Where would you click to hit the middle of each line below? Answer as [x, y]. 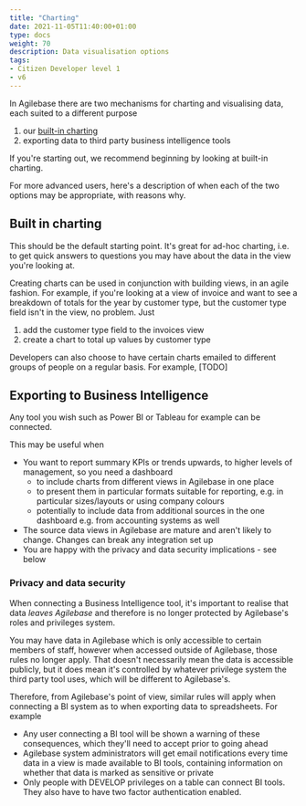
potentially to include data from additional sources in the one [150, 511]
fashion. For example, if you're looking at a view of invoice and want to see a [153, 292]
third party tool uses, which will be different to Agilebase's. [120, 679]
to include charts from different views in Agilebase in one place [155, 482]
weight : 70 [30, 43]
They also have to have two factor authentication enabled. [132, 791]
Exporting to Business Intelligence [109, 395]
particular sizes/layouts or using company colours [131, 501]
